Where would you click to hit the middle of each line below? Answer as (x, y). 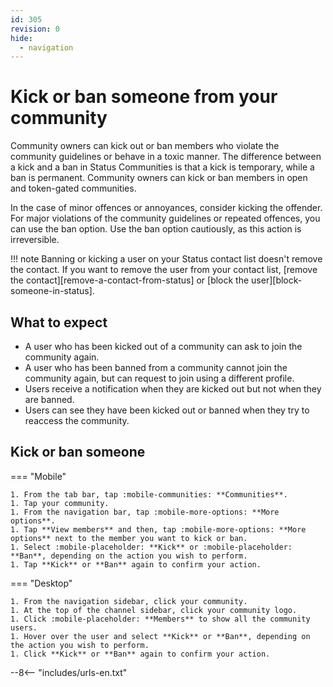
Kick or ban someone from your (144, 97)
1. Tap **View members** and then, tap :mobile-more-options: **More (158, 529)
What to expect (59, 322)
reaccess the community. (77, 420)
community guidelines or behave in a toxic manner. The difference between (166, 157)
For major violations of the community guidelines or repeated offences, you (165, 218)
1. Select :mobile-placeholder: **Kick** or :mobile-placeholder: (151, 547)
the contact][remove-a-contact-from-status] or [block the (130, 280)
